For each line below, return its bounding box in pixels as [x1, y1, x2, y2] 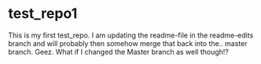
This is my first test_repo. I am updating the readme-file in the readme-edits [8, 30, 254, 40]
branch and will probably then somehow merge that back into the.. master [8, 38, 248, 48]
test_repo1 [8, 5, 78, 23]
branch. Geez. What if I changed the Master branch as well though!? [8, 47, 230, 56]
